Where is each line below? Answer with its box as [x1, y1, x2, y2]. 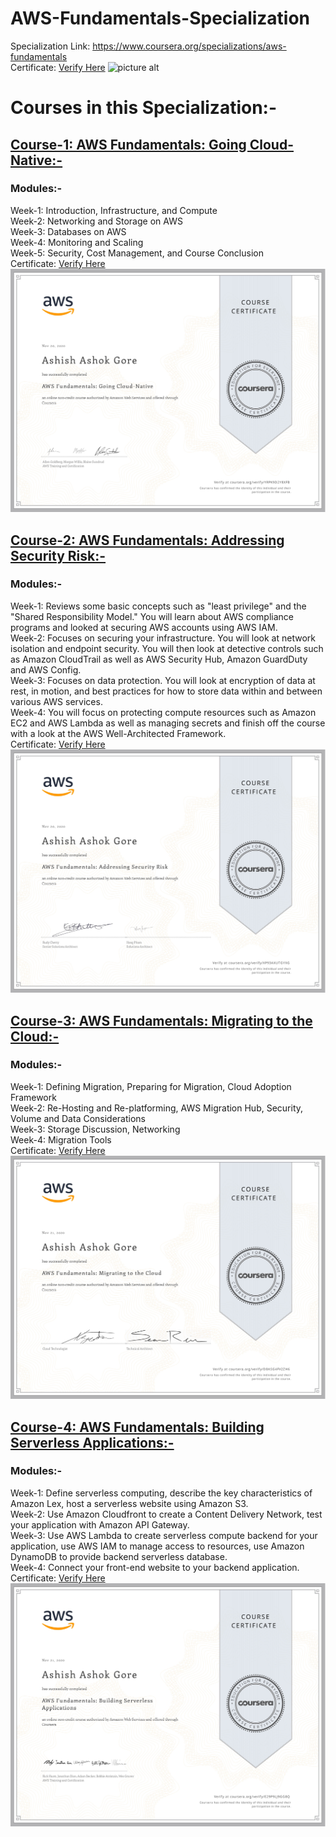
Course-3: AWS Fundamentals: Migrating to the [10, 1012, 313, 1029]
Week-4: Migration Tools [10, 1133, 112, 1146]
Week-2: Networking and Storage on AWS [10, 215, 183, 227]
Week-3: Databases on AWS [10, 225, 127, 237]
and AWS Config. [10, 663, 82, 676]
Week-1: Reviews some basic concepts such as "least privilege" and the [10, 600, 307, 612]
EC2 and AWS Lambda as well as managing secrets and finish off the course [10, 717, 326, 729]
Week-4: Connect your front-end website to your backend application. [10, 1561, 300, 1573]
